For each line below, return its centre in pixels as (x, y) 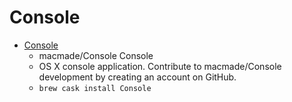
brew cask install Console (95, 88)
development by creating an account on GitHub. (137, 77)
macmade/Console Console (96, 55)
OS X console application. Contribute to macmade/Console (160, 66)
